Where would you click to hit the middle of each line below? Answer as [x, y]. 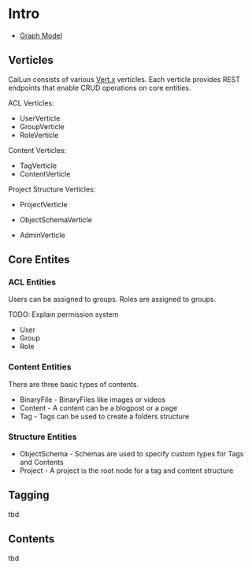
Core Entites [39, 260]
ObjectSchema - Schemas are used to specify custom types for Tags [132, 454]
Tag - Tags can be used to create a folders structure [104, 416]
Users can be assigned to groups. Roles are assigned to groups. [112, 299]
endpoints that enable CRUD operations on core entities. [100, 87]
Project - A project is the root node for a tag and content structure [126, 470]
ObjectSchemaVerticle [56, 219]
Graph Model [41, 35]
